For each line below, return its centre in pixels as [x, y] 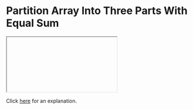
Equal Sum [33, 23]
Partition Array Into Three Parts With [97, 11]
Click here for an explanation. [42, 101]
